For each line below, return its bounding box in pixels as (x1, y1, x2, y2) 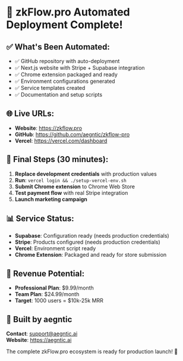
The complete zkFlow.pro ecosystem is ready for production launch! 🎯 (6, 348, 178, 355)
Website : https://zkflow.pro (14, 125, 82, 132)
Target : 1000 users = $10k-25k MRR (14, 297, 104, 304)
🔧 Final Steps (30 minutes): (6, 154, 109, 164)
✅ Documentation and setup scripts (14, 91, 103, 98)
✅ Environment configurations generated (14, 77, 115, 85)
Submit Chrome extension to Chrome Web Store (14, 183, 135, 190)
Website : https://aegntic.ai (6, 337, 72, 344)
